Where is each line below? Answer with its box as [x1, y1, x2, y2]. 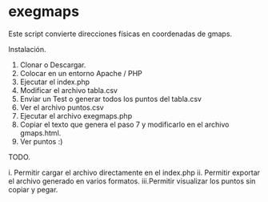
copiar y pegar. [8, 184, 58, 194]
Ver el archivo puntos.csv [19, 103, 104, 112]
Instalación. [8, 44, 46, 54]
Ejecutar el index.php [19, 77, 90, 87]
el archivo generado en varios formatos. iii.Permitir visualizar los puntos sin [8, 176, 256, 186]
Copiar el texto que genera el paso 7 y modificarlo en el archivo [19, 119, 230, 129]
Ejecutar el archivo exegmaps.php [19, 111, 133, 120]
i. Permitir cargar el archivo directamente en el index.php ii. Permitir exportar [8, 168, 261, 177]
